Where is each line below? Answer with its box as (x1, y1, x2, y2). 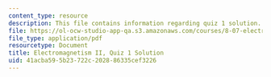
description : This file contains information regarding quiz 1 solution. (8, 19, 262, 27)
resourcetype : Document (8, 42, 89, 50)
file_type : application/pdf (8, 34, 103, 43)
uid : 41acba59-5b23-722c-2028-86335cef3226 (8, 57, 157, 65)
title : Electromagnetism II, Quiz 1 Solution (8, 49, 164, 57)
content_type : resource (8, 11, 89, 20)
